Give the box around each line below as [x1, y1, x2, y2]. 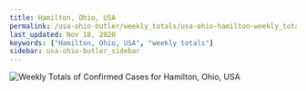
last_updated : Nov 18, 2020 [9, 30, 117, 39]
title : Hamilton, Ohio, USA [9, 13, 117, 23]
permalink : [9, 22, 51, 31]
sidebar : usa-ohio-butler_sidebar [9, 47, 141, 56]
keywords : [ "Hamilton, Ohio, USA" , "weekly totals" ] [9, 38, 214, 48]
